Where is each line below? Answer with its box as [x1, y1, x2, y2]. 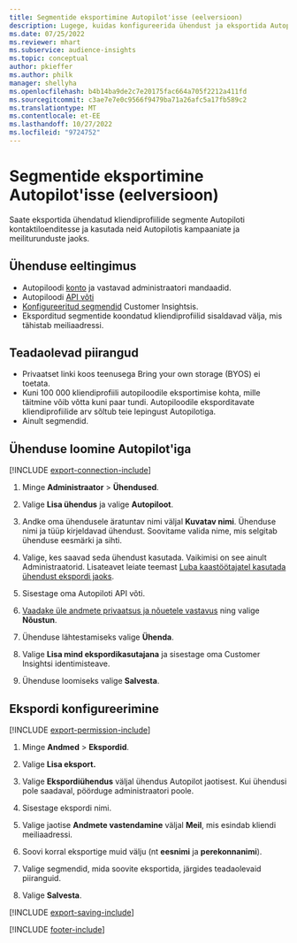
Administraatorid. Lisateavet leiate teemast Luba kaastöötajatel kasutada [21, 562, 286, 572]
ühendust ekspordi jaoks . [21, 571, 115, 582]
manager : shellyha [9, 79, 77, 88]
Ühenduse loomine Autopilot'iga [9, 441, 192, 456]
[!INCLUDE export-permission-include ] [9, 724, 151, 735]
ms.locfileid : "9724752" [9, 128, 101, 137]
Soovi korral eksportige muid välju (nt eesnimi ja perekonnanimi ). [21, 847, 263, 857]
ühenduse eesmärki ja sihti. [21, 535, 122, 546]
